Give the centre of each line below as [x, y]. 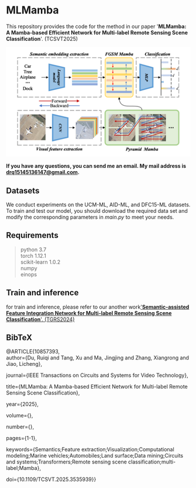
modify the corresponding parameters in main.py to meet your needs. [90, 217]
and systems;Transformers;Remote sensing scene [66, 462]
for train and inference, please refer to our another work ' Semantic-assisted [98, 307]
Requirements [32, 235]
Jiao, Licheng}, [24, 364]
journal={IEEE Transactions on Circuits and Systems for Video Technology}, [97, 375]
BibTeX [19, 338]
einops [28, 274]
